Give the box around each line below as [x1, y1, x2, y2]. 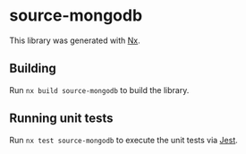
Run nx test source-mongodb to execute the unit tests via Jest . [9, 134, 239, 145]
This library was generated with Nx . [9, 35, 140, 46]
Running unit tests [9, 111, 114, 126]
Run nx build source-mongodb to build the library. [9, 84, 190, 95]
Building [9, 61, 56, 76]
